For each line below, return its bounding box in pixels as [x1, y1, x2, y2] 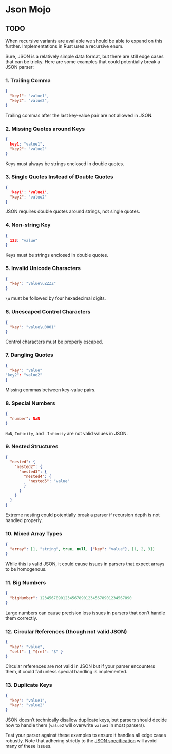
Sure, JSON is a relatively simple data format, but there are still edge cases [5, 53, 164, 59]
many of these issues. [5, 743, 52, 749]
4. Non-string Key [5, 221, 51, 228]
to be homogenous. [5, 566, 47, 572]
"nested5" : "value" [28, 478, 70, 484]
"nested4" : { [24, 474, 52, 479]
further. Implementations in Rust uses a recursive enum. [5, 43, 124, 49]
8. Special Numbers [5, 400, 55, 407]
